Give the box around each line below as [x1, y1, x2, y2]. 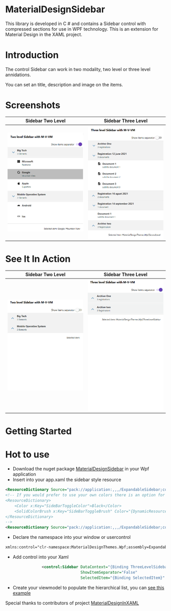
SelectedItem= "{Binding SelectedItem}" [80, 575, 165, 580]
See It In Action [5, 253, 71, 265]
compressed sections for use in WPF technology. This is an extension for [5, 26, 159, 32]
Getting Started [5, 425, 72, 437]
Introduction [5, 50, 59, 61]
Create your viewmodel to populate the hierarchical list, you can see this [12, 584, 164, 591]
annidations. [5, 72, 32, 78]
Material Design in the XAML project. [5, 31, 82, 37]
